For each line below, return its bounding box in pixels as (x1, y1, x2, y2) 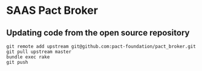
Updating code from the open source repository (6, 28, 190, 38)
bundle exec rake (6, 54, 50, 60)
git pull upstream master (6, 49, 71, 55)
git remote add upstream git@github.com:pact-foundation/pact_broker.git (6, 43, 197, 49)
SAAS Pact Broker (6, 4, 99, 17)
